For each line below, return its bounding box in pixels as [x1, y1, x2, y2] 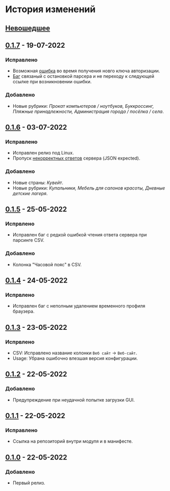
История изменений [5, 4, 96, 15]
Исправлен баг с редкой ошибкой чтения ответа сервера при [12, 232, 147, 238]
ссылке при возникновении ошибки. [12, 79, 92, 85]
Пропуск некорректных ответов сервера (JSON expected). [12, 155, 141, 161]
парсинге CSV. [12, 237, 45, 243]
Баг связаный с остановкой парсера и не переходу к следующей [12, 73, 155, 79]
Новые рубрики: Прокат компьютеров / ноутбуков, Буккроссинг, [12, 103, 154, 109]
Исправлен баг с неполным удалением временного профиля [12, 303, 146, 309]
